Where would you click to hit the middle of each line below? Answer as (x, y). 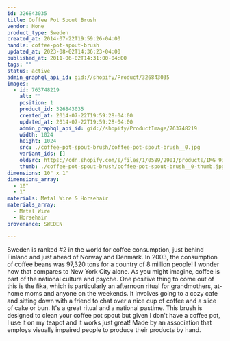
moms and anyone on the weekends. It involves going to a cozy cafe (121, 293)
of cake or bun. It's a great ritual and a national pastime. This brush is (105, 308)
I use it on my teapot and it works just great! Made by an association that (110, 322)
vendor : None (26, 26)
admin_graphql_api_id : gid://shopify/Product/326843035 (88, 77)
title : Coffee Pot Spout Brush (52, 20)
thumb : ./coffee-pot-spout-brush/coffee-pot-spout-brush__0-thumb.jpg (122, 166)
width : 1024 (36, 134)
